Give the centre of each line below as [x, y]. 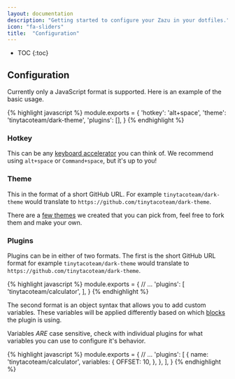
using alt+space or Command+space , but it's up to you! [82, 161]
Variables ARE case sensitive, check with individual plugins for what [105, 333]
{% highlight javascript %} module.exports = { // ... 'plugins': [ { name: [108, 354]
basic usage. [26, 99]
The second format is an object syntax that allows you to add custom [107, 305]
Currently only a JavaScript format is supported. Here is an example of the [114, 92]
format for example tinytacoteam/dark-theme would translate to [98, 263]
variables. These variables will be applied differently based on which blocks [116, 312]
